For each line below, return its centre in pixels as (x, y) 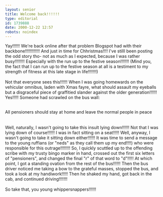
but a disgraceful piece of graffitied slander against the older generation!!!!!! (81, 92)
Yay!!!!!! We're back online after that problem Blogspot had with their (73, 46)
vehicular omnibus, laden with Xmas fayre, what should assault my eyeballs (81, 87)
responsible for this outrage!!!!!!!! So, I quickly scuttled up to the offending (79, 148)
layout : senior (20, 9)
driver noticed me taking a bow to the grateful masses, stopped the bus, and (82, 169)
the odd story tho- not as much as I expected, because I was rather (72, 56)
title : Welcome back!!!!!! (32, 14)
